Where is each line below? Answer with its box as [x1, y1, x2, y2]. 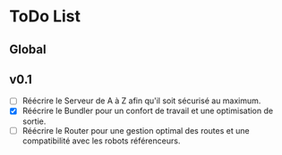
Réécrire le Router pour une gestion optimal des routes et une [21, 125, 250, 135]
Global [9, 42, 47, 57]
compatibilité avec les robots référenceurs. [21, 135, 181, 146]
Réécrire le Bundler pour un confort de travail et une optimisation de [21, 105, 274, 117]
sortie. [21, 116, 47, 126]
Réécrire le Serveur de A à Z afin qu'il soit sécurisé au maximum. [21, 95, 261, 106]
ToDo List [9, 6, 81, 27]
